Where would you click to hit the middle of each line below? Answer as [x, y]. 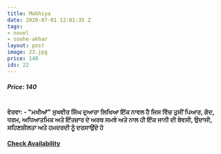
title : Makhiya [29, 13]
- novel [18, 33]
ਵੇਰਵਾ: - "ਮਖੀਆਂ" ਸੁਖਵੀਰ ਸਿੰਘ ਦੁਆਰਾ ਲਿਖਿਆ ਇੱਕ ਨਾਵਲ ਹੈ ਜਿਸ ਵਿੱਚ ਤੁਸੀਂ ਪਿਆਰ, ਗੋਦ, [111, 112]
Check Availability [34, 144]
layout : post [26, 46]
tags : [15, 26]
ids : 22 [18, 65]
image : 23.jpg [28, 52]
